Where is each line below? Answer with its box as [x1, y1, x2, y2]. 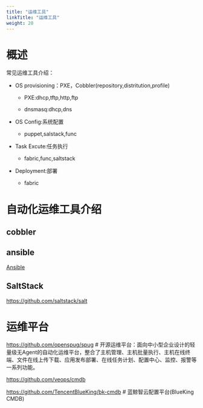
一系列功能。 [6, 364, 38, 371]
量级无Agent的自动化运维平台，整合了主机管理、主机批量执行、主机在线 [6, 349, 185, 356]
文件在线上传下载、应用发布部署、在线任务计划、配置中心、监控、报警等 [16, 356, 197, 363]
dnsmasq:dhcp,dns [24, 106, 72, 113]
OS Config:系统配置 [14, 118, 64, 126]
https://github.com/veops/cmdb [6, 376, 86, 383]
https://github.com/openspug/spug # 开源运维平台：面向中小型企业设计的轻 [6, 341, 195, 348]
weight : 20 [6, 20, 34, 26]
